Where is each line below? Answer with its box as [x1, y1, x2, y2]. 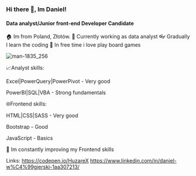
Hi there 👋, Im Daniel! [6, 5, 67, 13]
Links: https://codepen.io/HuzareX [6, 157, 89, 164]
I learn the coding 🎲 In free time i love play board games [6, 41, 141, 48]
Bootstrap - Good [6, 124, 49, 131]
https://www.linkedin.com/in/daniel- [90, 157, 177, 164]
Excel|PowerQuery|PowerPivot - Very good [6, 78, 111, 85]
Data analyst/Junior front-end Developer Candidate [6, 20, 134, 27]
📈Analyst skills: [6, 64, 44, 72]
